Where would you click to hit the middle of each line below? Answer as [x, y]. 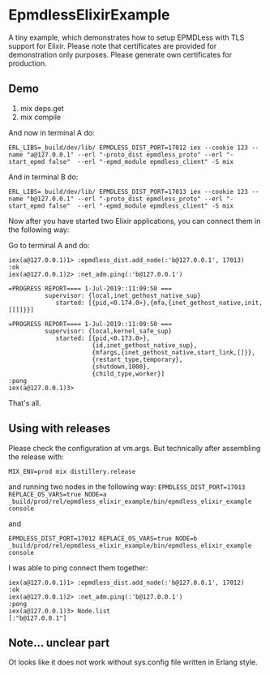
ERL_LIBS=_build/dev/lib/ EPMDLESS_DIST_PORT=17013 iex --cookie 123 [129, 191]
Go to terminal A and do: [49, 245]
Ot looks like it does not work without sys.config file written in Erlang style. [133, 662]
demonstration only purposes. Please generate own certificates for [120, 54]
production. [28, 63]
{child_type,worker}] [128, 374]
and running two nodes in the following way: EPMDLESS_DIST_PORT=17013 [127, 486]
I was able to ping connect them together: [78, 568]
